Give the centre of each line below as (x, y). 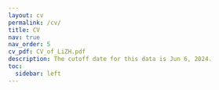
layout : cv (26, 15)
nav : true (24, 37)
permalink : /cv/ (35, 23)
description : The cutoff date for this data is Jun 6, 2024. (110, 59)
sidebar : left (38, 74)
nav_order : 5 (29, 45)
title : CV (24, 30)
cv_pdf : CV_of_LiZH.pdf (47, 52)
